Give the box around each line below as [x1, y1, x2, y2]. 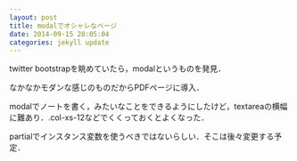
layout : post [9, 12, 58, 22]
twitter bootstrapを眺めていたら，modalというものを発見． [9, 63, 226, 74]
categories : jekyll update [9, 37, 110, 47]
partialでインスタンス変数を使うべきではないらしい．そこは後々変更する [9, 131, 275, 142]
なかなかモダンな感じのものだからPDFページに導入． [9, 82, 205, 93]
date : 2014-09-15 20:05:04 [9, 29, 110, 38]
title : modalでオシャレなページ [9, 21, 118, 30]
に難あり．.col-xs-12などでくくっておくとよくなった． [9, 112, 210, 123]
